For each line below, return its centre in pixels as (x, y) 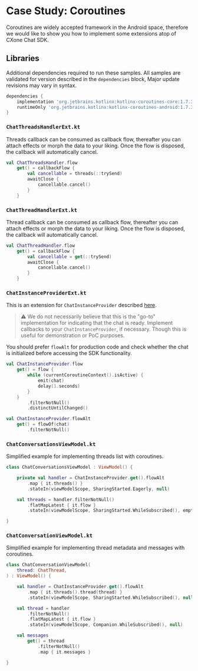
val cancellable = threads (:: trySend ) (75, 174)
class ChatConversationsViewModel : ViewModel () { (70, 467)
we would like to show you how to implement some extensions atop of (91, 33)
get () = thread (46, 641)
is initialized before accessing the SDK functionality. (69, 353)
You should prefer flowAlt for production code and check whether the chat (97, 347)
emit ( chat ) (51, 381)
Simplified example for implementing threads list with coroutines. (85, 456)
